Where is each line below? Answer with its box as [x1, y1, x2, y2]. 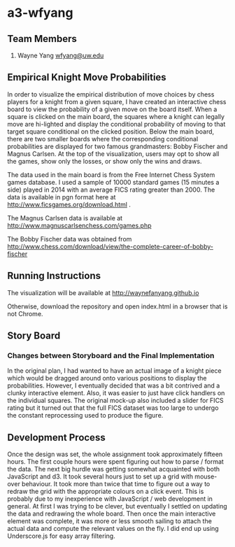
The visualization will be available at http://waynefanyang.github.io [7, 288, 199, 297]
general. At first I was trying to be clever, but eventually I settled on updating [7, 502, 227, 511]
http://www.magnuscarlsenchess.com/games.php [7, 221, 152, 229]
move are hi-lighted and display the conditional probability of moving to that [7, 120, 226, 128]
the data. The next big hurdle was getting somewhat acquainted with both [7, 465, 220, 474]
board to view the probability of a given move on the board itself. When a [7, 105, 218, 113]
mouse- [194, 472, 218, 481]
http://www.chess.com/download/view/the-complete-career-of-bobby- [7, 242, 213, 250]
